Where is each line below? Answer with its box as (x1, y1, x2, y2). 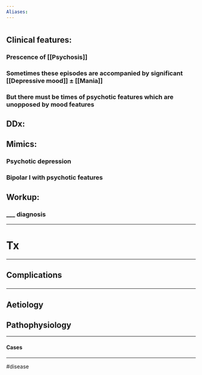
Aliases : (6, 8, 28, 15)
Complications (6, 270, 63, 280)
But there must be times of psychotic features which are (6, 93, 174, 101)
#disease (6, 362, 29, 370)
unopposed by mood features (6, 100, 94, 108)
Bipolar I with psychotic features (6, 173, 103, 182)
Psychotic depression (6, 157, 72, 166)
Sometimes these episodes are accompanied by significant (6, 69, 183, 77)
